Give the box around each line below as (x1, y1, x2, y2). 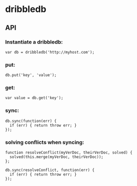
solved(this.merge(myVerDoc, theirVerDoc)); (9, 154, 104, 159)
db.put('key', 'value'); (5, 72, 57, 78)
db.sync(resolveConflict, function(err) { (5, 167, 95, 173)
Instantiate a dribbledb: (5, 38, 63, 45)
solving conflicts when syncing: (5, 138, 85, 145)
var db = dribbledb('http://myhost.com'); (5, 49, 95, 54)
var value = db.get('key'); (5, 95, 64, 100)
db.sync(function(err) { (5, 118, 57, 123)
